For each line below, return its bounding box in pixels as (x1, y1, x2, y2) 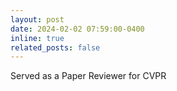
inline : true (10, 33, 65, 43)
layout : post (10, 14, 65, 25)
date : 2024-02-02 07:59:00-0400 (10, 24, 145, 34)
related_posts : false (10, 42, 101, 53)
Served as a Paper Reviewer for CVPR (10, 70, 167, 82)
